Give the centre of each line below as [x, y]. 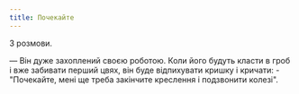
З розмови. [31, 43]
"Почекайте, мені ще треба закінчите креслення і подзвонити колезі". [144, 79]
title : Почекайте [42, 17]
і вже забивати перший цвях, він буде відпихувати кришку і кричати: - [145, 70]
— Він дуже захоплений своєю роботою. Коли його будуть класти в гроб [150, 60]
